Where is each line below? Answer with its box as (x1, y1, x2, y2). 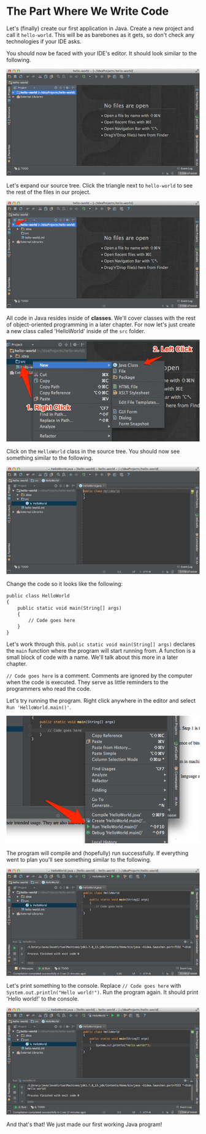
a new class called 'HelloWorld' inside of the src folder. (6, 327, 145, 334)
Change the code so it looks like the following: (6, 580, 123, 588)
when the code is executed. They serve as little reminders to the (6, 678, 169, 686)
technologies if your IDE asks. (6, 37, 82, 45)
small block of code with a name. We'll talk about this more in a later (6, 653, 178, 661)
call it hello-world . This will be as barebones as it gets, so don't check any (6, 31, 195, 38)
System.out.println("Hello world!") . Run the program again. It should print (6, 988, 199, 996)
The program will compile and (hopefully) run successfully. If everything (6, 849, 189, 857)
